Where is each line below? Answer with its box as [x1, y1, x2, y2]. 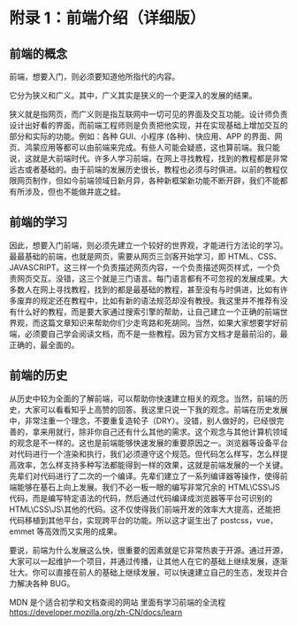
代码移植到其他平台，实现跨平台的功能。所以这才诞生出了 [9, 514, 218, 525]
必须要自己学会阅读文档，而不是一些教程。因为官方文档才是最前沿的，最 [24, 328, 288, 339]
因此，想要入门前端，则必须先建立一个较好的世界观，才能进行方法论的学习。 [9, 240, 288, 251]
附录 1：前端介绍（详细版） [9, 8, 206, 28]
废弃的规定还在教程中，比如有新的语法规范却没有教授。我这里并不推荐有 [16, 295, 280, 305]
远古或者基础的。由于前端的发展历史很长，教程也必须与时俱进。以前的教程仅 [9, 165, 288, 174]
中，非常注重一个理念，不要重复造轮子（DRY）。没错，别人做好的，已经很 [9, 415, 277, 426]
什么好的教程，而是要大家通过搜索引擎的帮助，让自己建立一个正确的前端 [16, 306, 280, 317]
